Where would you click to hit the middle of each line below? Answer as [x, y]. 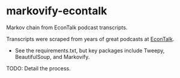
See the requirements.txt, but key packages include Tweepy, [90, 50]
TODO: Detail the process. [38, 68]
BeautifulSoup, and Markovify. [52, 57]
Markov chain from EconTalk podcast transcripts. [67, 27]
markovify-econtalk [57, 11]
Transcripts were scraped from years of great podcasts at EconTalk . [90, 39]
